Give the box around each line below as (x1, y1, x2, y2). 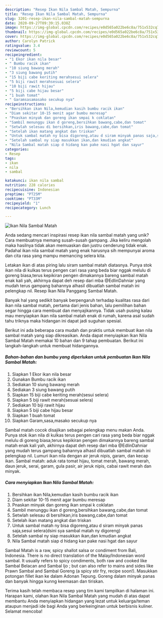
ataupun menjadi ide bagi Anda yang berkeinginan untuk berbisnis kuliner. (5, 603, 153, 609)
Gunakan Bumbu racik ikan (12, 376, 66, 382)
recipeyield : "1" (5, 201, 40, 206)
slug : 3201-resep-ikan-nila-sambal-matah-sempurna (5, 16, 110, 21)
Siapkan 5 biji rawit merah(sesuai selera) (12, 397, 94, 403)
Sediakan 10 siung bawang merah (12, 382, 80, 388)
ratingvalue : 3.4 (5, 43, 40, 48)
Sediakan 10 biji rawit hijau (12, 402, 65, 408)
